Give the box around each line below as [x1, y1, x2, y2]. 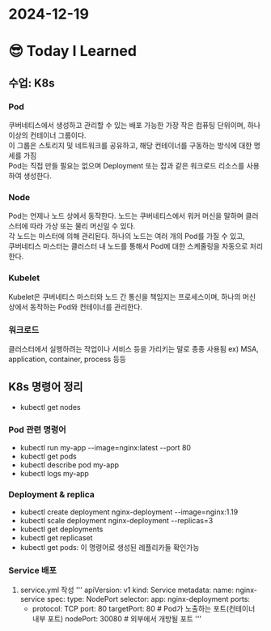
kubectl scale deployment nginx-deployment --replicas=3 [19, 516, 214, 526]
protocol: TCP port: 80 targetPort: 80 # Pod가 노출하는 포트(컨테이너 [32, 603, 256, 613]
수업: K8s [8, 76, 55, 90]
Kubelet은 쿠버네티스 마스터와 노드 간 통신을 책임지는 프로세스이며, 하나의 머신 [8, 292, 256, 301]
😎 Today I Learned [8, 42, 138, 61]
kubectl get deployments [19, 524, 104, 535]
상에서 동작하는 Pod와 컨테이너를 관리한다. [8, 301, 143, 312]
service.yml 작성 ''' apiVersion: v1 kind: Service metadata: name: [19, 585, 235, 595]
